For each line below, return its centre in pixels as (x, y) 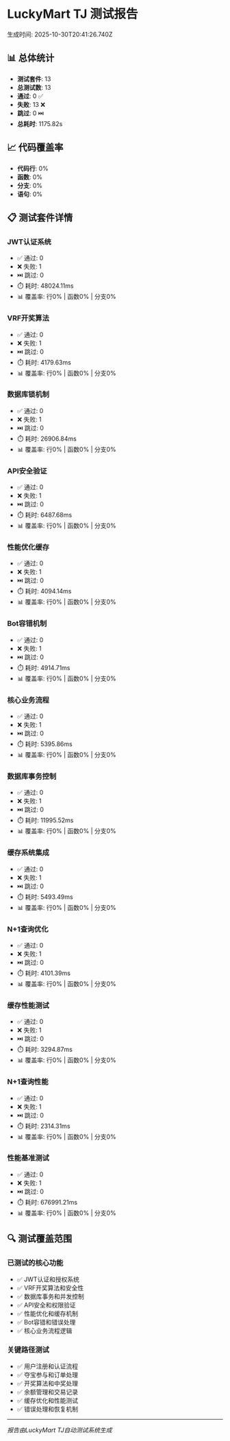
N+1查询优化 (28, 929)
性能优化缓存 (28, 547)
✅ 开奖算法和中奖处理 (48, 1383)
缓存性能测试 (28, 1005)
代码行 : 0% (33, 168)
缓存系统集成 (28, 852)
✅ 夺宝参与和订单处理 (48, 1375)
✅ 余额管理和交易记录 (48, 1392)
